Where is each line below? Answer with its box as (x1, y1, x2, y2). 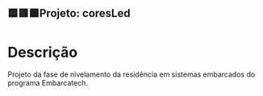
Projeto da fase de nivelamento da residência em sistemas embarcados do (7, 69, 256, 79)
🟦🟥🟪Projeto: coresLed (7, 6, 131, 20)
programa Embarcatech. (7, 78, 88, 88)
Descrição (7, 43, 78, 61)
